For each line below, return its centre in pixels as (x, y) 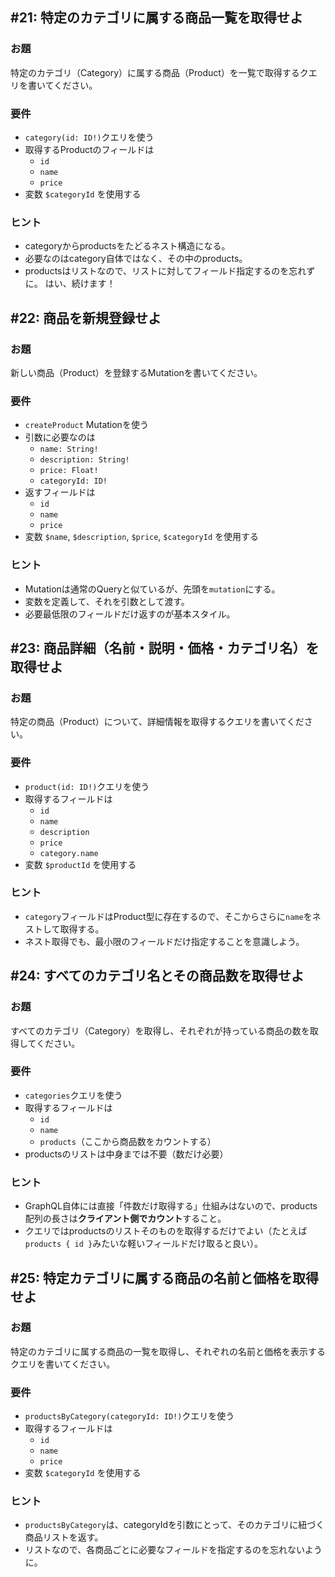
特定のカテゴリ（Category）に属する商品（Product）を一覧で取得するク (159, 72)
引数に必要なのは (60, 437)
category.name (69, 853)
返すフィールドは (60, 492)
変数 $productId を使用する (80, 864)
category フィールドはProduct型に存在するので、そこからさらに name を (168, 916)
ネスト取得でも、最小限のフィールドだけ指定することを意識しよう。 (164, 941)
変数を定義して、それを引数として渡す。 (107, 601)
